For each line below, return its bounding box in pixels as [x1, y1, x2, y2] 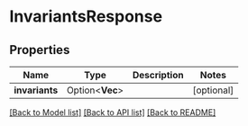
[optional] [192, 84, 234, 96]
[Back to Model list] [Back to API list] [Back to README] [9, 107, 216, 118]
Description [132, 69, 184, 81]
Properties [9, 42, 70, 58]
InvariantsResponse [9, 6, 163, 27]
